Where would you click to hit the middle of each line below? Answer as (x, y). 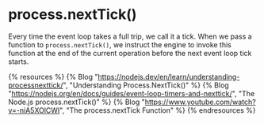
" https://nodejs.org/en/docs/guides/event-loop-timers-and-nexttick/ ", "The (132, 93)
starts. (19, 61)
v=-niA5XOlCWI (34, 110)
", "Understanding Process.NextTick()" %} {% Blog (146, 85)
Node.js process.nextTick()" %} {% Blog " (77, 102)
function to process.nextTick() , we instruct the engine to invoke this (120, 44)
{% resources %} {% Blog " (53, 76)
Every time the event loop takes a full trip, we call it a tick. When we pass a (130, 36)
